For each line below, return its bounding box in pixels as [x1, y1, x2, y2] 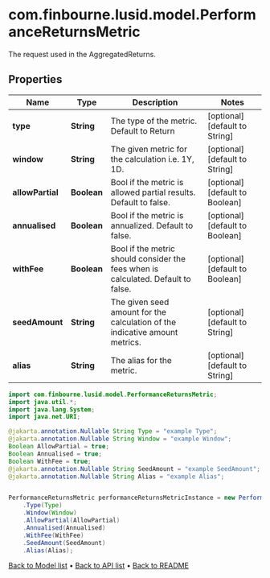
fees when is [110, 263, 159, 275]
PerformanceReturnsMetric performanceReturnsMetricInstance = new [8, 493, 235, 502]
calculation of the [110, 316, 177, 328]
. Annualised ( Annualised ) [22, 523, 106, 532]
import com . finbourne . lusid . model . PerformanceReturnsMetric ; [8, 390, 218, 398]
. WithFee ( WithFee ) [22, 531, 84, 539]
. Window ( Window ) [22, 509, 78, 517]
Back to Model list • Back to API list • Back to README [8, 561, 189, 571]
